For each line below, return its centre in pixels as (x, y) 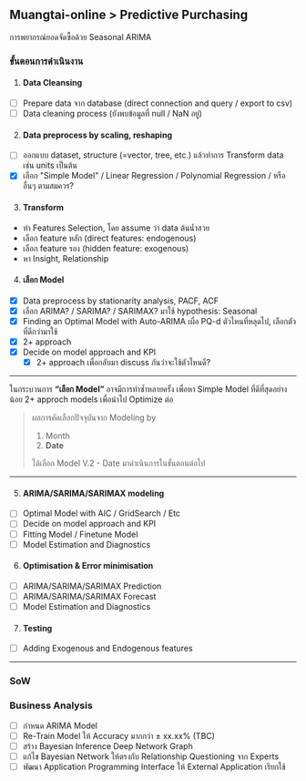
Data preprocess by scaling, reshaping (97, 135)
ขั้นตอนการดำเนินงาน (46, 61)
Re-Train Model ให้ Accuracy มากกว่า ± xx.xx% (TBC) (119, 735)
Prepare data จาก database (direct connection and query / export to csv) (158, 103)
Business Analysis (51, 705)
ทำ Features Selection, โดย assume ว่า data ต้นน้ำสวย (116, 228)
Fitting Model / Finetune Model (80, 534)
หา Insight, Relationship (66, 258)
